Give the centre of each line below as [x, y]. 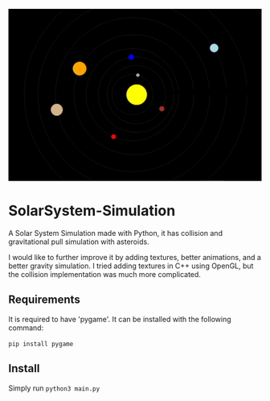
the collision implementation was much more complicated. [104, 274]
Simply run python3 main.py [54, 388]
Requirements [44, 300]
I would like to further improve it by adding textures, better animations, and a [135, 257]
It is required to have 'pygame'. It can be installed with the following [120, 319]
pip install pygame [41, 344]
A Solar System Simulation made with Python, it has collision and [116, 233]
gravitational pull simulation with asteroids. [79, 242]
